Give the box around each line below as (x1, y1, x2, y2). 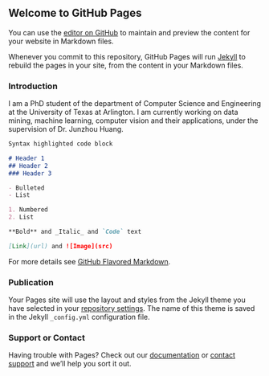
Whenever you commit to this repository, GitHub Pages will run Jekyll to (8, 51, 247, 61)
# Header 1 (8, 154, 45, 162)
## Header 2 (8, 161, 48, 170)
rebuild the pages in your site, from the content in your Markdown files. (8, 60, 243, 70)
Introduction (8, 80, 58, 92)
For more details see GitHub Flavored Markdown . (8, 256, 171, 266)
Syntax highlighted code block (8, 140, 113, 148)
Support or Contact (8, 333, 86, 344)
